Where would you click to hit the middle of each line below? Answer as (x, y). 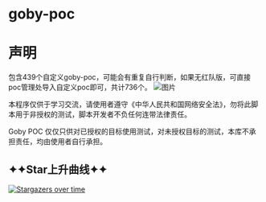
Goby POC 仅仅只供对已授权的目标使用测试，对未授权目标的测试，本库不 (129, 132)
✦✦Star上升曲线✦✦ (58, 169)
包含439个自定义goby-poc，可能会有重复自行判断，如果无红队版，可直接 (130, 77)
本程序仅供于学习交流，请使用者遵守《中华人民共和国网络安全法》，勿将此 (130, 105)
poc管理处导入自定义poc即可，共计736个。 (80, 87)
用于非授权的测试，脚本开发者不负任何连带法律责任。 (103, 114)
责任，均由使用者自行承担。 (61, 142)
